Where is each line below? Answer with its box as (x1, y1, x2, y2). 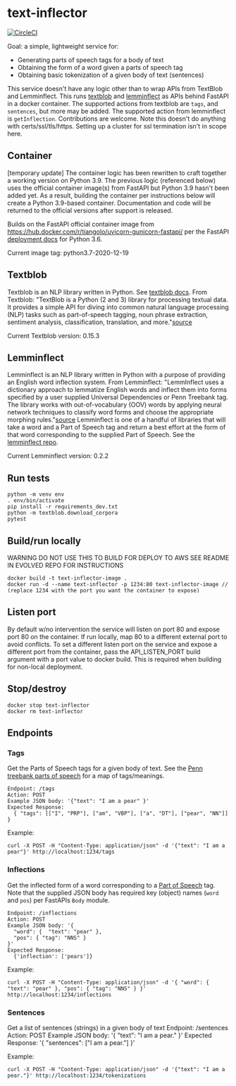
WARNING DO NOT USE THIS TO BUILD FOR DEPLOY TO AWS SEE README (7, 554, 230, 562)
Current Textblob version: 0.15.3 (7, 331, 100, 340)
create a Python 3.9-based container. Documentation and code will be (7, 198, 211, 207)
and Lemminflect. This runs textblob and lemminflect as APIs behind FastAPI (7, 92, 229, 100)
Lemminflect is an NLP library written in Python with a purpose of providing (7, 371, 225, 379)
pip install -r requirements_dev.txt (7, 503, 118, 511)
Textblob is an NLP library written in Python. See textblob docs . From (7, 287, 208, 296)
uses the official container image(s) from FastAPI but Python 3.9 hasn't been (7, 184, 230, 192)
